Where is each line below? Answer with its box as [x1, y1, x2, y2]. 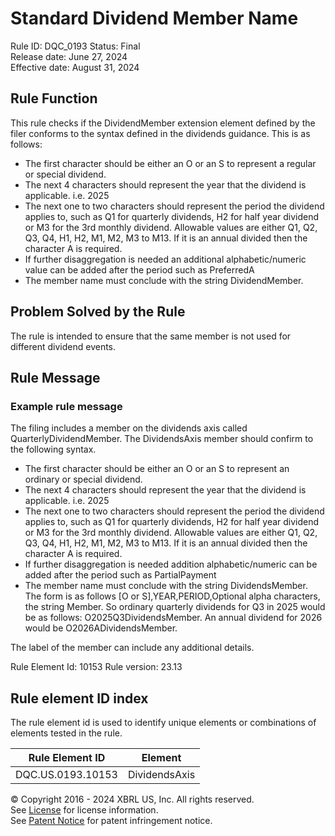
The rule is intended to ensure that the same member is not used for [10, 330, 292, 342]
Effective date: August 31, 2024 [10, 61, 140, 73]
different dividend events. [10, 340, 117, 352]
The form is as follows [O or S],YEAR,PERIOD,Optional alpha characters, [24, 590, 321, 602]
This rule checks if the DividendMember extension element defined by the [10, 117, 316, 129]
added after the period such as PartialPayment [24, 569, 217, 581]
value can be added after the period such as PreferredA [24, 263, 255, 276]
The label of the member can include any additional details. [10, 642, 255, 654]
